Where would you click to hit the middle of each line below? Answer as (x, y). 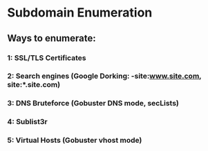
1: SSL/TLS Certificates (47, 58)
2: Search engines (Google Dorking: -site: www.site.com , (104, 76)
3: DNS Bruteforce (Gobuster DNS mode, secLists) (93, 103)
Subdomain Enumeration (80, 13)
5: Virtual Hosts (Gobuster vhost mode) (75, 141)
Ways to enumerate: (51, 38)
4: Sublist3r (27, 122)
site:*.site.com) (34, 85)
